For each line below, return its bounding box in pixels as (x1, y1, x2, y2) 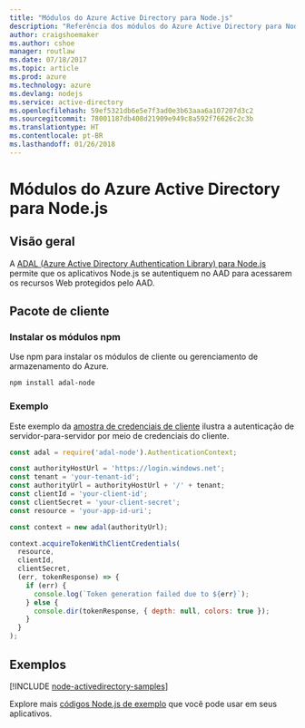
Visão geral (9, 234, 75, 249)
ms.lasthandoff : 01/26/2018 (9, 140, 116, 149)
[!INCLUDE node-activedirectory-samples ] (9, 681, 169, 692)
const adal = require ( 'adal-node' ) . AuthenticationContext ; (9, 448, 238, 457)
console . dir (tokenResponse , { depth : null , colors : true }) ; (33, 607, 271, 616)
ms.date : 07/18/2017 (9, 55, 88, 64)
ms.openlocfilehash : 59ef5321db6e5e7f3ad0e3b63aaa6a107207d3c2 (9, 106, 254, 115)
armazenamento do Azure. (9, 361, 109, 372)
